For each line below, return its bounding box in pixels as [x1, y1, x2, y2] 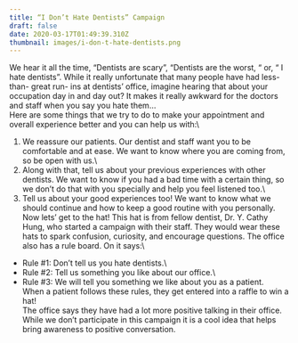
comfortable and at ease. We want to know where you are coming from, [21, 146, 286, 157]
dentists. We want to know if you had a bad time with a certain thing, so [21, 175, 285, 185]
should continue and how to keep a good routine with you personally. [21, 202, 276, 214]
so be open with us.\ [21, 155, 98, 166]
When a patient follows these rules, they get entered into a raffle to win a [21, 286, 289, 297]
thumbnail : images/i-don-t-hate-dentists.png [9, 37, 181, 47]
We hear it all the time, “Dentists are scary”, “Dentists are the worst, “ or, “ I [9, 62, 284, 73]
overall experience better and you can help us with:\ [9, 119, 200, 130]
